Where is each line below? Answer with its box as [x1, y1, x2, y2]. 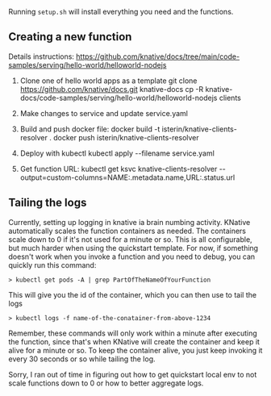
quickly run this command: [8, 260, 97, 269]
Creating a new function [8, 30, 132, 44]
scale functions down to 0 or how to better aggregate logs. [8, 378, 204, 388]
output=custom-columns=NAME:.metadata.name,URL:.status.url [19, 173, 236, 182]
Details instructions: [8, 52, 75, 61]
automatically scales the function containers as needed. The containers [8, 226, 246, 236]
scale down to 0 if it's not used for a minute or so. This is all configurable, [8, 234, 252, 244]
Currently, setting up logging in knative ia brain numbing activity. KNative [8, 217, 251, 227]
